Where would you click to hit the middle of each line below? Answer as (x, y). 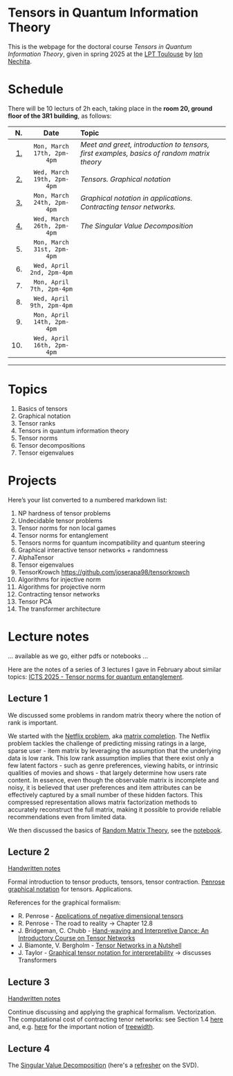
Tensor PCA (35, 601)
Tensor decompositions (52, 445)
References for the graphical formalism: (64, 903)
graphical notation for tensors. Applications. (71, 889)
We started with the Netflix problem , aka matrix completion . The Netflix (109, 736)
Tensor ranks (37, 423)
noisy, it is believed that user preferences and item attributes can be (105, 787)
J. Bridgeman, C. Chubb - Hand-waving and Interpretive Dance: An (113, 931)
